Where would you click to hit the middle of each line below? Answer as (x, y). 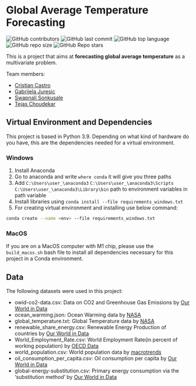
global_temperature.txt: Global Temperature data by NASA (84, 321)
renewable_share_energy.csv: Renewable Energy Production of (90, 328)
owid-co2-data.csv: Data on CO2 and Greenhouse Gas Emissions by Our (102, 302)
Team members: (26, 74)
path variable (30, 195)
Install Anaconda (35, 171)
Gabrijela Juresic (35, 91)
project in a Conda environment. (45, 259)
